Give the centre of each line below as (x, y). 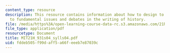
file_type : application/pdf (35, 29)
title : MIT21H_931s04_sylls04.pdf (42, 38)
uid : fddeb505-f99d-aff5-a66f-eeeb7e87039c (52, 43)
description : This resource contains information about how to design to (85, 15)
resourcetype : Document (30, 33)
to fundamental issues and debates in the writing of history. (78, 19)
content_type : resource (30, 10)
